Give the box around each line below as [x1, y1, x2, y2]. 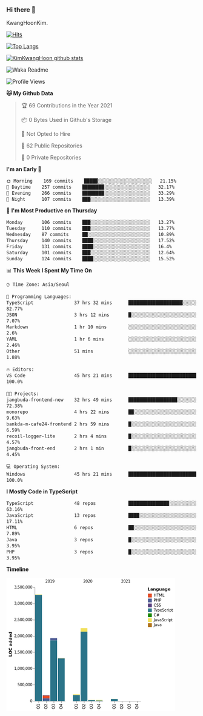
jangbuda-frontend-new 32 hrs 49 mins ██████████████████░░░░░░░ [6, 397, 197, 403]
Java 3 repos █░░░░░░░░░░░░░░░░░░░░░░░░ [6, 537, 197, 543]
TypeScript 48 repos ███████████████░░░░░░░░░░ [6, 501, 197, 507]
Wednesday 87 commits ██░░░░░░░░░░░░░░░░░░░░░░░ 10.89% [6, 232, 175, 238]
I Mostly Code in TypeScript [6, 488, 78, 495]
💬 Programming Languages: [6, 294, 72, 300]
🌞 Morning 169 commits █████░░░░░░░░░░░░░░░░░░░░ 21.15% [6, 178, 177, 184]
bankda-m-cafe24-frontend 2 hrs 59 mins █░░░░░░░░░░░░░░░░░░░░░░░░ [6, 421, 197, 427]
